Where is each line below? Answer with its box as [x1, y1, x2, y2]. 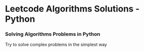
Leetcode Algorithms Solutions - [5, 3, 140, 14]
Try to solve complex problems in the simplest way [5, 42, 107, 48]
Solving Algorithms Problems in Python [5, 31, 101, 38]
